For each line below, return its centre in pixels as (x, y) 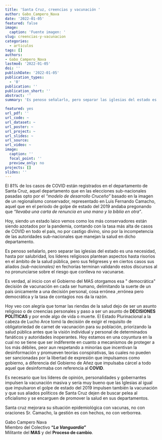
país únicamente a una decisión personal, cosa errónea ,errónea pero (74, 292)
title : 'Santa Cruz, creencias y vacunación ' (53, 9)
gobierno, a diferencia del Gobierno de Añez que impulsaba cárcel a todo (78, 363)
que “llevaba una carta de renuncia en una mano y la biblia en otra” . (74, 211)
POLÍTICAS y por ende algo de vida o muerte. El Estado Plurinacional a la (78, 317)
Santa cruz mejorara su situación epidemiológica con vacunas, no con (75, 408)
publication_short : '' (28, 91)
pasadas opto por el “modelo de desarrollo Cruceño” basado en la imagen (79, 196)
